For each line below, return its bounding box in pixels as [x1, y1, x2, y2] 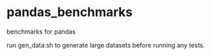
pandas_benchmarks [6, 4, 133, 20]
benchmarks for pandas [6, 27, 76, 36]
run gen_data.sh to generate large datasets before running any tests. [6, 41, 205, 49]
